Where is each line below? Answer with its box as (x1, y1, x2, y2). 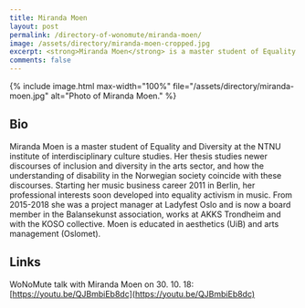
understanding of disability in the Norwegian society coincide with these (9, 169, 282, 180)
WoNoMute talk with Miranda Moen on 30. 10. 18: (9, 279, 195, 290)
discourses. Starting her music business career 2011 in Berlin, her (9, 180, 256, 190)
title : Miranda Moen (9, 13, 89, 23)
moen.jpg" (9, 90, 49, 101)
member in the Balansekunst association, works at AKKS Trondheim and (9, 209, 281, 220)
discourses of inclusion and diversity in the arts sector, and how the (9, 160, 265, 171)
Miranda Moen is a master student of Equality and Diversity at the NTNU (9, 140, 281, 151)
